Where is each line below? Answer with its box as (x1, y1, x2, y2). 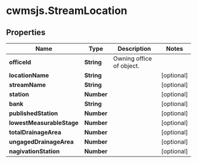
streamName (9, 81, 46, 89)
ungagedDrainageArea (9, 138, 74, 145)
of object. (113, 62, 140, 70)
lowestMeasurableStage (9, 119, 79, 127)
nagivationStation (9, 147, 60, 155)
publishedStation (9, 109, 59, 117)
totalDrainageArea (9, 129, 62, 136)
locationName (9, 71, 49, 79)
